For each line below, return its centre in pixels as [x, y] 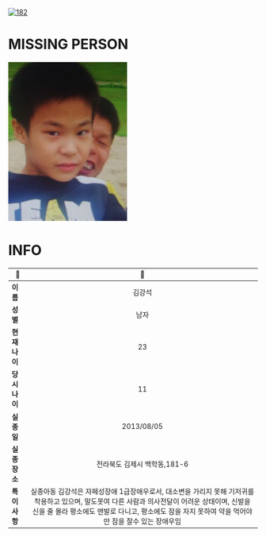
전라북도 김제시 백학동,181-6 [142, 464]
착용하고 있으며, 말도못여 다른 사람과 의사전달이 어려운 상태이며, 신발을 [142, 501]
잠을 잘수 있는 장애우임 [147, 521]
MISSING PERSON [68, 44]
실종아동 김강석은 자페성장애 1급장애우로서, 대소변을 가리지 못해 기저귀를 [142, 492]
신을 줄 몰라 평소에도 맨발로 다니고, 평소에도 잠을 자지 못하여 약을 [132, 512]
